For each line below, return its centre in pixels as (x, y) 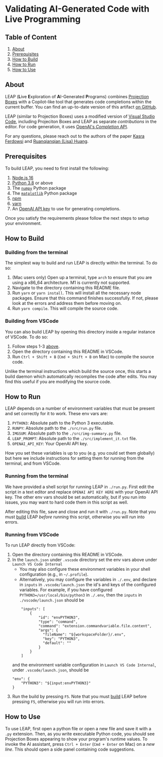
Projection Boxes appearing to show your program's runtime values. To (76, 739)
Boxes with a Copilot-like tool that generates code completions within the (78, 102)
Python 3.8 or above (32, 183)
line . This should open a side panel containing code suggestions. (70, 749)
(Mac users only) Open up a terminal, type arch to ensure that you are (82, 278)
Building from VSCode (32, 321)
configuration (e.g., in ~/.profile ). (54, 574)
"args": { (48, 631)
